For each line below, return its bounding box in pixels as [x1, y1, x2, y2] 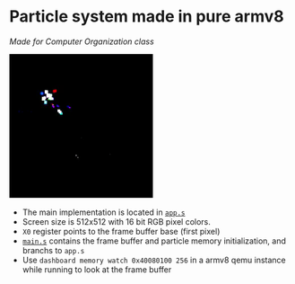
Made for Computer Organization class [9, 36, 154, 47]
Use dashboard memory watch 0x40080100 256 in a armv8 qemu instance [22, 254, 287, 265]
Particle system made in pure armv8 [9, 6, 284, 27]
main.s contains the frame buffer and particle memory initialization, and [22, 235, 287, 246]
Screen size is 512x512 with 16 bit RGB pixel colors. [22, 216, 211, 226]
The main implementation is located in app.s [22, 207, 186, 217]
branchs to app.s [22, 244, 85, 255]
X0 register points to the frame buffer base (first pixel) [22, 226, 221, 236]
